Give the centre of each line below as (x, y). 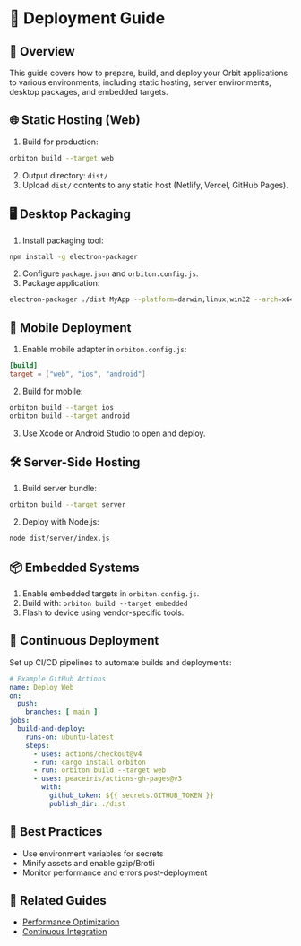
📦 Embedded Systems (75, 567)
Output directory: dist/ (65, 175)
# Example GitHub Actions (57, 679)
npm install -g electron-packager (74, 256)
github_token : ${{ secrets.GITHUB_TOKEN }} (132, 795)
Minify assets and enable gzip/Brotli (88, 863)
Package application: (61, 283)
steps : (38, 745)
